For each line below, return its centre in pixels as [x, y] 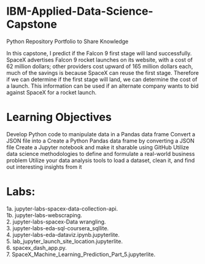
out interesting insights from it [44, 166]
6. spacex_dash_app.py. [37, 247]
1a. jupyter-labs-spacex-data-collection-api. [62, 208]
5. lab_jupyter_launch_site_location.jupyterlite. [64, 241]
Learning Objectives [59, 117]
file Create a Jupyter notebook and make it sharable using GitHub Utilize [98, 147]
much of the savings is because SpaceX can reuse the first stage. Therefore [103, 72]
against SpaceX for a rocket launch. [52, 92]
